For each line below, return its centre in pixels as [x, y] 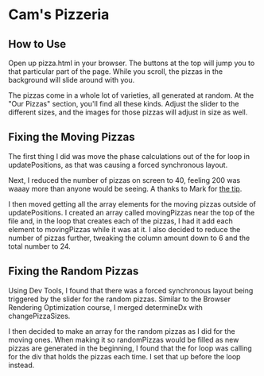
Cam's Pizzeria [59, 15]
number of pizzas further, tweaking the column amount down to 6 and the [129, 238]
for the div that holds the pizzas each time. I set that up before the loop [124, 356]
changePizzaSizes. [39, 316]
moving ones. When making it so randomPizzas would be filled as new [124, 339]
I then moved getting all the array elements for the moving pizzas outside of [132, 204]
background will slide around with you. [72, 80]
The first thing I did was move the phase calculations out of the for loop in [129, 156]
